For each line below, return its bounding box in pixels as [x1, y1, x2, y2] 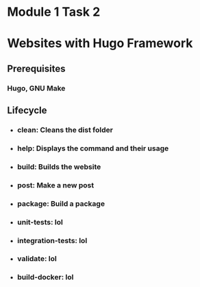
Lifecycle [7, 104, 47, 117]
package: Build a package [16, 198, 105, 208]
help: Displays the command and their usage [16, 143, 169, 153]
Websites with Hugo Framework [7, 36, 193, 51]
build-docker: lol [16, 273, 74, 282]
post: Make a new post [16, 180, 95, 190]
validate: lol [16, 254, 57, 264]
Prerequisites [7, 62, 66, 74]
